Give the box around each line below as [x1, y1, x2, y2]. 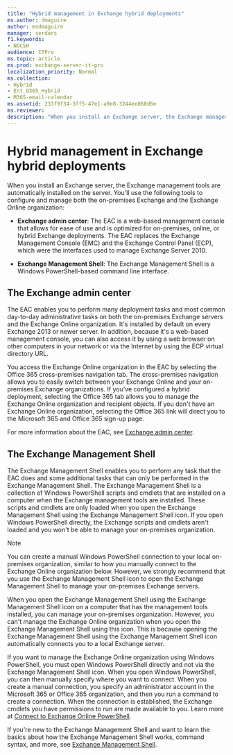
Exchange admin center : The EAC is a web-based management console [17, 217, 225, 225]
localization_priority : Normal [7, 68, 98, 75]
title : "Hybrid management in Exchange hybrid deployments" [7, 10, 185, 17]
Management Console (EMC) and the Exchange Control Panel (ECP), [17, 239, 214, 247]
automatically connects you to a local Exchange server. [7, 640, 165, 648]
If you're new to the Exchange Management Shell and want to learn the [7, 726, 210, 734]
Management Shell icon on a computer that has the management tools [7, 603, 208, 611]
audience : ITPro [7, 49, 54, 56]
